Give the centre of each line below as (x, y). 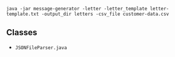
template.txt (23, 14)
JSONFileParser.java (41, 48)
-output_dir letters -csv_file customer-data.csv (105, 14)
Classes (22, 32)
